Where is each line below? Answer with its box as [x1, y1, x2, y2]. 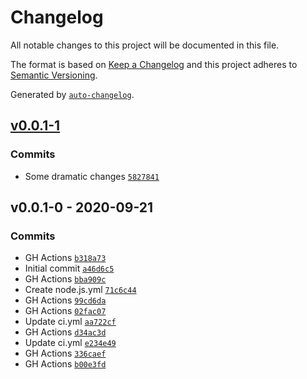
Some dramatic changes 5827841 [24, 170, 160, 182]
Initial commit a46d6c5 [24, 262, 115, 275]
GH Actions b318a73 [24, 252, 107, 264]
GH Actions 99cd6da [24, 294, 107, 306]
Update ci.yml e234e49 [24, 337, 117, 349]
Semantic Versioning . [10, 69, 98, 81]
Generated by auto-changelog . [10, 88, 135, 100]
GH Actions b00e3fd [24, 358, 107, 370]
